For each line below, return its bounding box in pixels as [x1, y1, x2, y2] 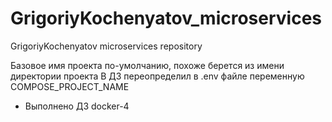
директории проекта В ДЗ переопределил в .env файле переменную [10, 70, 305, 82]
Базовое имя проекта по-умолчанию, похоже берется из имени [10, 59, 285, 71]
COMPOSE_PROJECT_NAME [10, 80, 130, 92]
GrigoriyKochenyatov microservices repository [10, 40, 203, 52]
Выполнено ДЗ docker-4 [24, 100, 130, 112]
